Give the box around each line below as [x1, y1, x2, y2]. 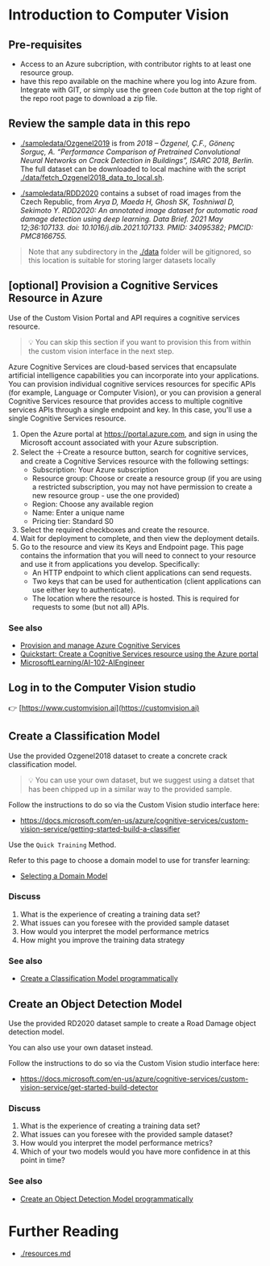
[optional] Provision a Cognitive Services [8, 279, 218, 292]
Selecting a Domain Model [19, 870, 108, 881]
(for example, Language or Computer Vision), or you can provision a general [8, 388, 262, 397]
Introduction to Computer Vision [8, 6, 230, 24]
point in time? [19, 1155, 66, 1165]
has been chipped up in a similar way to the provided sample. [27, 784, 232, 794]
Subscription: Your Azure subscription [31, 464, 159, 474]
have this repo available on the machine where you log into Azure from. [19, 77, 257, 86]
